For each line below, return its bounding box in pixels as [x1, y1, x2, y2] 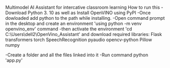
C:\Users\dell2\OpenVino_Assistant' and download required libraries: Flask [5, 31, 162, 37]
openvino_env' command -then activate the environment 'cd [5, 26, 132, 32]
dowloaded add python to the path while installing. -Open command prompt [5, 15, 165, 21]
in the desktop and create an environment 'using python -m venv [5, 20, 142, 26]
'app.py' [5, 57, 23, 63]
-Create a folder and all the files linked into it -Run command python [5, 52, 149, 58]
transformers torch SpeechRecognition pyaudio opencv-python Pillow [5, 37, 152, 43]
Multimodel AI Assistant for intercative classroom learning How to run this [5, 5, 160, 10]
